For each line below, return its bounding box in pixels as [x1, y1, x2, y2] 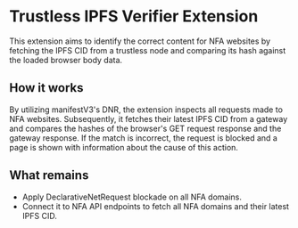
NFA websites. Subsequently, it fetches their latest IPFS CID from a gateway [9, 113, 288, 124]
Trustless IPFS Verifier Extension [9, 6, 259, 27]
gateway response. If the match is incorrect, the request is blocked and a [9, 132, 278, 143]
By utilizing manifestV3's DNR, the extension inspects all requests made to [9, 104, 284, 115]
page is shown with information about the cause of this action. [9, 142, 239, 152]
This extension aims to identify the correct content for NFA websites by [9, 36, 270, 46]
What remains [9, 167, 89, 183]
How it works [9, 80, 84, 95]
